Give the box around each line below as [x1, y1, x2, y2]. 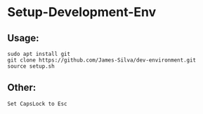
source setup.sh [7, 63, 55, 70]
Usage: [7, 32, 40, 44]
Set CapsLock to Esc [7, 100, 68, 107]
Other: [7, 82, 37, 94]
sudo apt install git [7, 50, 71, 57]
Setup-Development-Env [7, 4, 157, 20]
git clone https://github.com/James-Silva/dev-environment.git [7, 57, 197, 64]
